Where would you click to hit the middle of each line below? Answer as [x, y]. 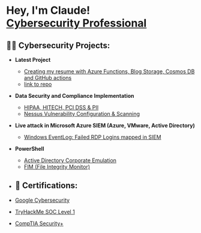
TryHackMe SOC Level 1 [45, 211]
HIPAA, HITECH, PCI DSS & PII [61, 107]
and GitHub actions [48, 78]
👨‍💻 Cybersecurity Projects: [58, 45]
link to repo [38, 84]
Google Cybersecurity [42, 200]
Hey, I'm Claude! [48, 11]
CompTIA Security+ [39, 223]
